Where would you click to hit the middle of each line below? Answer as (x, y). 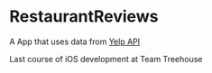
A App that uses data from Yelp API (75, 41)
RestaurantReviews (84, 17)
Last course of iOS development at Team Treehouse (106, 59)
